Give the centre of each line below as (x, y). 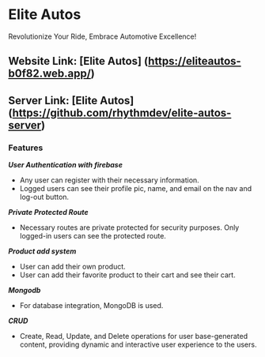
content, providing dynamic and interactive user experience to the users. (138, 344)
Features (26, 148)
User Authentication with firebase (65, 165)
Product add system (42, 251)
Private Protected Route (48, 212)
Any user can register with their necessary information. (109, 180)
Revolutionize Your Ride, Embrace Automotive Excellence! (102, 36)
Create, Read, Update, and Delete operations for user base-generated (133, 336)
